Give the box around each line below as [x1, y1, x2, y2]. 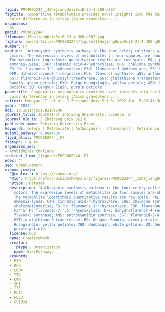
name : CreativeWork [9, 235, 50, 241]
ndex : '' [5, 158, 23, 163]
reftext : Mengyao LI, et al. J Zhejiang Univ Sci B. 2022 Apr [5, 99, 135, 104]
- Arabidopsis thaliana [5, 149, 54, 154]
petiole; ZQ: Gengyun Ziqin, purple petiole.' [9, 85, 107, 90]
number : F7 [5, 44, 27, 49]
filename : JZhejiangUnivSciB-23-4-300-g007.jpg [5, 35, 105, 40]
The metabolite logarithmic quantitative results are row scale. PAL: [9, 57, 157, 62]
